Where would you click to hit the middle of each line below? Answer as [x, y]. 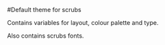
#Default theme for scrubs [45, 10]
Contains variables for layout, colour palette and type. [83, 22]
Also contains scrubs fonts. [46, 36]
